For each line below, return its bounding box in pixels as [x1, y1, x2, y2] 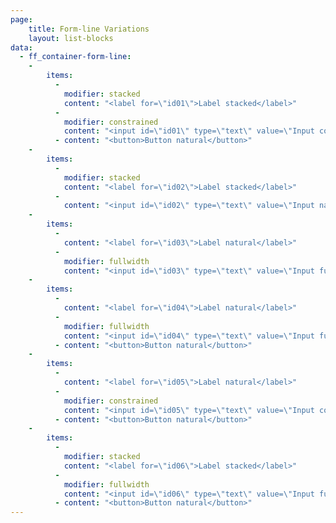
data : [10, 42, 33, 53]
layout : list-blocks [28, 33, 114, 43]
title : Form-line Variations [28, 24, 150, 34]
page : [10, 14, 33, 25]
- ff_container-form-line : [19, 52, 132, 62]
